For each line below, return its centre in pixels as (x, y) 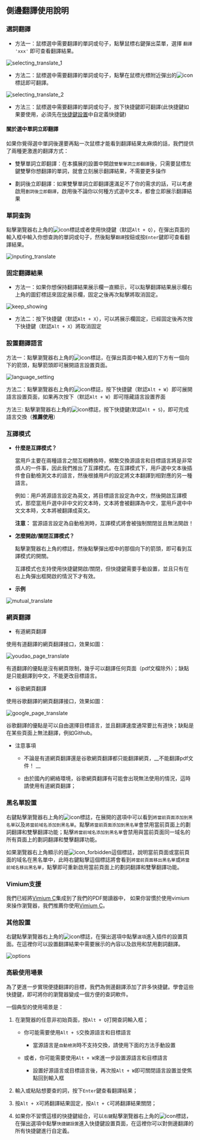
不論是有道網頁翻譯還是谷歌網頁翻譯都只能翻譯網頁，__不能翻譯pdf (106, 758)
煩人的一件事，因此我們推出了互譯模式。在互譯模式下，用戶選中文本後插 (103, 468)
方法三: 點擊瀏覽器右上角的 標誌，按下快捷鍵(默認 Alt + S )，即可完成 (98, 409)
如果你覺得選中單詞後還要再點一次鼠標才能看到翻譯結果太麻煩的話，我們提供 (100, 143)
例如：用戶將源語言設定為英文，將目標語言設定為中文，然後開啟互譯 (98, 496)
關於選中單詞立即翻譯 (32, 129)
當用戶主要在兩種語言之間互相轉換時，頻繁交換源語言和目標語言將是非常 (103, 461)
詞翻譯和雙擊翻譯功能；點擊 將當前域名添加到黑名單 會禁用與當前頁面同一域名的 (98, 832)
